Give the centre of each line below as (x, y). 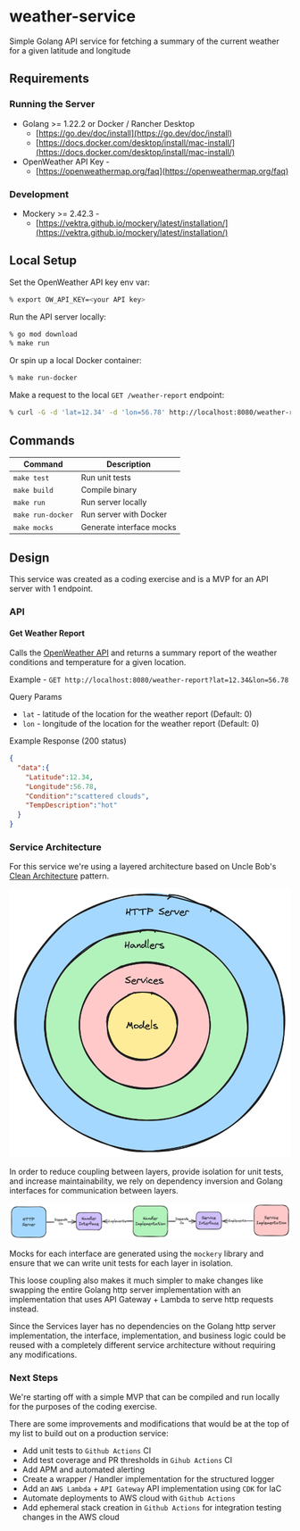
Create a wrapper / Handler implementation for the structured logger (148, 1478)
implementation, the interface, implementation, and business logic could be (148, 1335)
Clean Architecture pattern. (59, 876)
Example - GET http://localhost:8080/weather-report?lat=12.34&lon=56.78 (149, 679)
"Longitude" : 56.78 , (62, 786)
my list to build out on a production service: (89, 1433)
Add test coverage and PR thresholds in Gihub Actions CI (127, 1460)
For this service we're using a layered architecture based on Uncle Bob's (143, 867)
